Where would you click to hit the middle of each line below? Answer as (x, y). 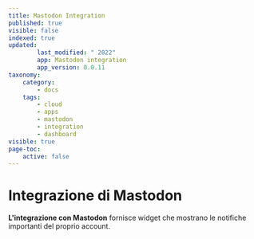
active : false (46, 156)
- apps (48, 112)
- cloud (50, 104)
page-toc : (25, 149)
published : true (35, 23)
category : (39, 82)
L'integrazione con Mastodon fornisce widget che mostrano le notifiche (127, 218)
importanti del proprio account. (59, 226)
